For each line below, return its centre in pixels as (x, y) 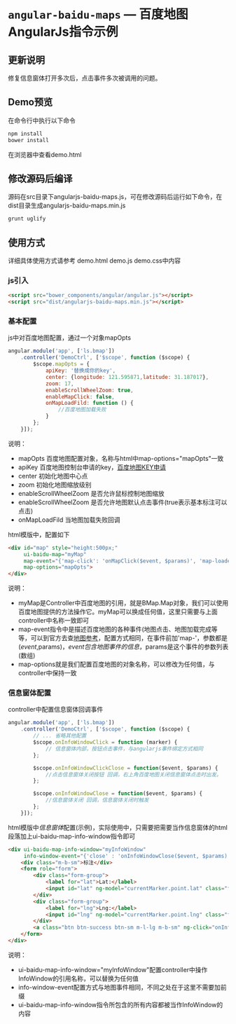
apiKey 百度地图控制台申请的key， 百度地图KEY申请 (92, 467)
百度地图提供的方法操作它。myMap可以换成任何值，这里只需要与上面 (118, 612)
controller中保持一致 (47, 673)
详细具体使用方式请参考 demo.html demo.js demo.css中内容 (95, 261)
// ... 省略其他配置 (60, 736)
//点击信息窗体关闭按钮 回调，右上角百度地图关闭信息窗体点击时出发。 (133, 775)
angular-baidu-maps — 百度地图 (98, 14)
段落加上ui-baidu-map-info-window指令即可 (72, 836)
